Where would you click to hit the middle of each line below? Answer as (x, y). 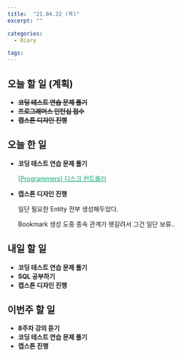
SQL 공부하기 (36, 276)
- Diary (25, 40)
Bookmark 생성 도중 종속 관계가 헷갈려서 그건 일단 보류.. (96, 224)
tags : (15, 53)
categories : (25, 34)
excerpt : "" (25, 21)
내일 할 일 (27, 249)
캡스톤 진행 (33, 346)
